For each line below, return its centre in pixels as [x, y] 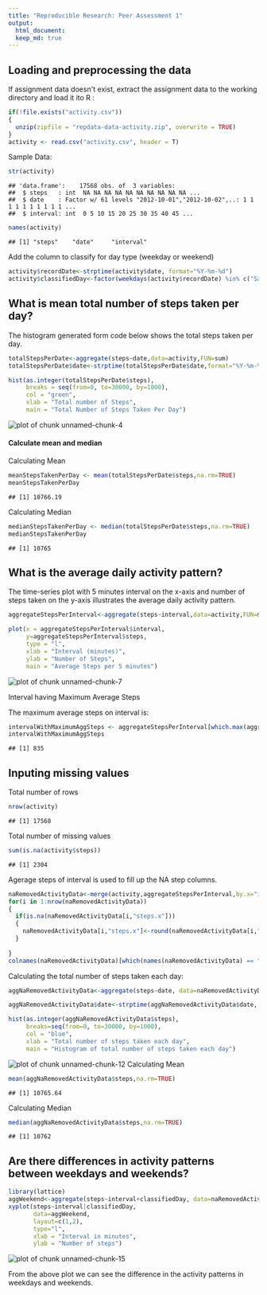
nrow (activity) [33, 807]
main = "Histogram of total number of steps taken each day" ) [131, 1049]
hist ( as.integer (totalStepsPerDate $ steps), [81, 380]
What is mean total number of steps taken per [124, 304]
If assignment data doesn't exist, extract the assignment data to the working [133, 89]
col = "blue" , [49, 1034]
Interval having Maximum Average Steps [74, 696]
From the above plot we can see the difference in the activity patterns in [126, 1274]
